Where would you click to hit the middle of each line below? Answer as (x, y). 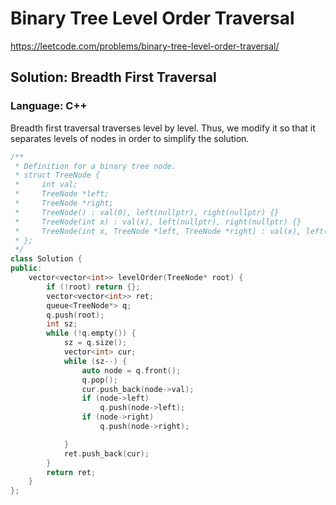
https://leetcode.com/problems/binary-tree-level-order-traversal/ (145, 46)
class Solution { (46, 259)
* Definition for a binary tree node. (95, 166)
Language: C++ (49, 106)
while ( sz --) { (95, 361)
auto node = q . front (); (131, 370)
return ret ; (71, 472)
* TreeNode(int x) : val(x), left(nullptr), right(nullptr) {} (158, 222)
